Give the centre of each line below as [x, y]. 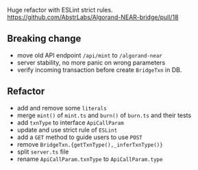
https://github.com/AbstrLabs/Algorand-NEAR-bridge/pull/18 [93, 17]
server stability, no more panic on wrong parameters [91, 62]
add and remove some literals [62, 108]
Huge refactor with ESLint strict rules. [60, 10]
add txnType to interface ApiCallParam [71, 122]
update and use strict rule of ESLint [67, 130]
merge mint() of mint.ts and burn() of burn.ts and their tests [104, 115]
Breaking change [44, 39]
